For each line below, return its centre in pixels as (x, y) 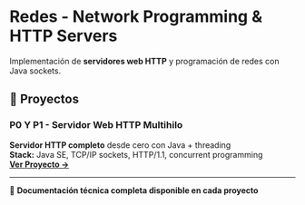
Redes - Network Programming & (136, 17)
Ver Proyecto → (39, 164)
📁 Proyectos (44, 99)
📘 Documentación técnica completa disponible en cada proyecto (134, 190)
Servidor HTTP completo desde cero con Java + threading (120, 145)
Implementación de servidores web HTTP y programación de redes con (144, 61)
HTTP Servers (64, 36)
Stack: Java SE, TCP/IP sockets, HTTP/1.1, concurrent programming (136, 154)
